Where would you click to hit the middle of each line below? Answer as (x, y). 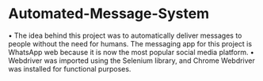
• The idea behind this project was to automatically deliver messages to (125, 35)
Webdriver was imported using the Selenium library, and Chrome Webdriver (132, 61)
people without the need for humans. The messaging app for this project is (130, 43)
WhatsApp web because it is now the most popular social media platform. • (131, 52)
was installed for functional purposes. (70, 68)
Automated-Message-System (109, 14)
